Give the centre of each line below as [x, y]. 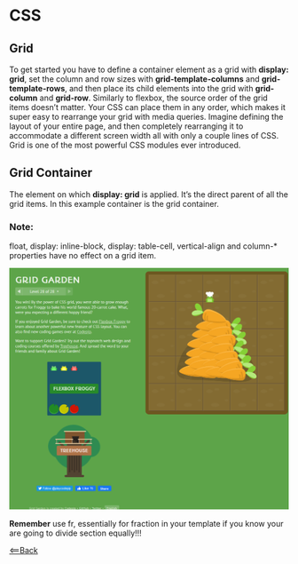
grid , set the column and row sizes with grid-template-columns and [134, 79]
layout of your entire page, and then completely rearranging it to [126, 126]
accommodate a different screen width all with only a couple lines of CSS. [144, 135]
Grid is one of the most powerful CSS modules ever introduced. [125, 145]
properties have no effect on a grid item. [83, 256]
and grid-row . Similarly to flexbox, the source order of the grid [153, 98]
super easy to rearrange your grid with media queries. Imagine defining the [146, 117]
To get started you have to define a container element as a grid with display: [149, 69]
